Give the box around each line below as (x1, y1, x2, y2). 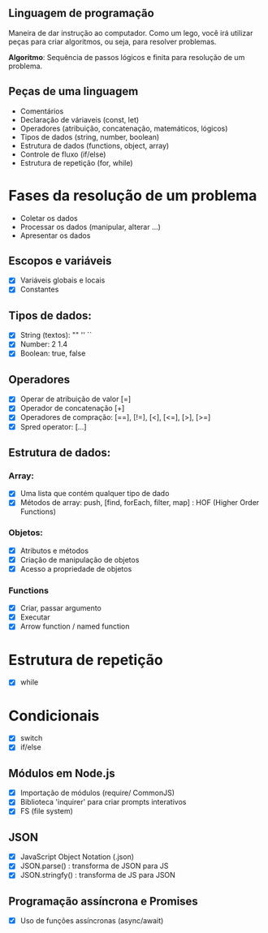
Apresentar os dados (19, 231, 91, 240)
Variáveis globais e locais (19, 275, 106, 285)
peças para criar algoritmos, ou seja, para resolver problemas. (8, 37, 217, 46)
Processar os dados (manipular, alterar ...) (19, 222, 161, 231)
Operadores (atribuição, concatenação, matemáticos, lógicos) (19, 123, 228, 133)
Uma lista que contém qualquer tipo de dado (19, 489, 170, 499)
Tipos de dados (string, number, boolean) (19, 132, 160, 141)
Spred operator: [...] (19, 421, 87, 431)
